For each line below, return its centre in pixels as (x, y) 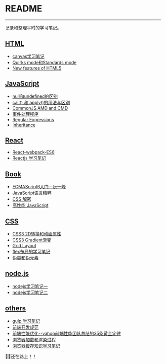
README (24, 9)
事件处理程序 (25, 114)
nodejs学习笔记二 (30, 292)
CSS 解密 (21, 199)
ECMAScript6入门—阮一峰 (39, 187)
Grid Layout (24, 246)
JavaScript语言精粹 (32, 193)
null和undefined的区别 (35, 96)
